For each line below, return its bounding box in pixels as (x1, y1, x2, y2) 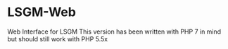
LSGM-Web (7, 4, 76, 20)
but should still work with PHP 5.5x (7, 34, 108, 43)
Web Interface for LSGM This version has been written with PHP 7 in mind (7, 27, 222, 36)
